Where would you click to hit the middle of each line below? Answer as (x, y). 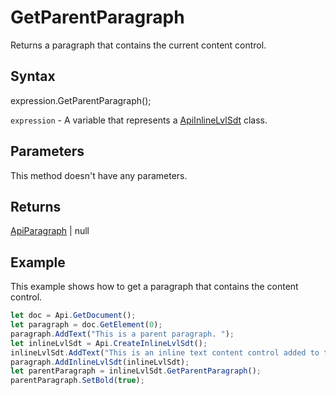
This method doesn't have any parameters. (99, 175)
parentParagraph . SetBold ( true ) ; (77, 381)
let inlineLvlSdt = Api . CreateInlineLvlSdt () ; (109, 343)
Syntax (33, 76)
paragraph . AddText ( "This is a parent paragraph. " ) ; (122, 334)
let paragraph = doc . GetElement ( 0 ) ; (86, 325)
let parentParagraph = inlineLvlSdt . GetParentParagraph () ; (136, 371)
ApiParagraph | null (50, 231)
